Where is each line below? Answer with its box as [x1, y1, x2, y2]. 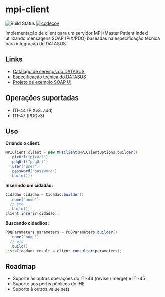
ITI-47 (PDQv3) [12, 112, 45, 119]
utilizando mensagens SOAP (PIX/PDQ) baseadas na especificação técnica [5, 35, 160, 41]
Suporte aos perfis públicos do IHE [12, 281, 85, 287]
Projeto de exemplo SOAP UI [12, 79, 72, 85]
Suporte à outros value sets [12, 286, 70, 292]
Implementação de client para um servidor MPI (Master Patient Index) [5, 30, 149, 36]
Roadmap [5, 262, 36, 271]
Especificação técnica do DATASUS [12, 74, 86, 80]
